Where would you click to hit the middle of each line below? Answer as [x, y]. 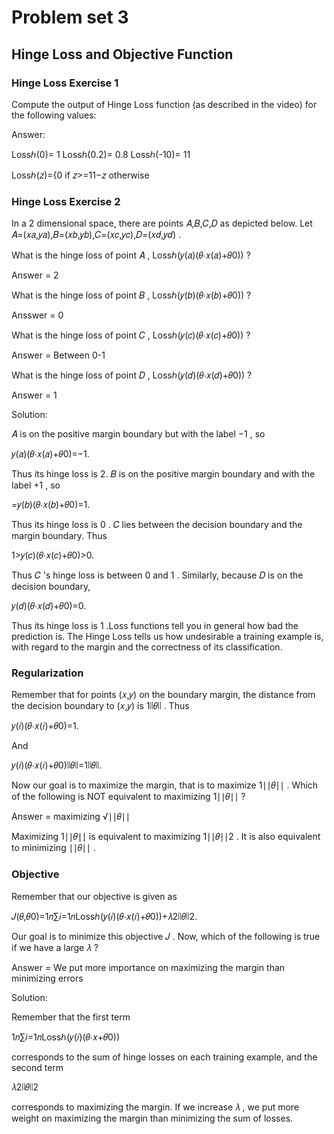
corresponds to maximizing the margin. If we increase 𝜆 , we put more [155, 1107]
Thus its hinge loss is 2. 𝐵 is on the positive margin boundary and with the [163, 474]
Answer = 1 [34, 395]
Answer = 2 [35, 275]
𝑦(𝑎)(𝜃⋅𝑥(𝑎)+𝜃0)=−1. [50, 454]
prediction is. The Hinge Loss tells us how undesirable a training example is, [167, 637]
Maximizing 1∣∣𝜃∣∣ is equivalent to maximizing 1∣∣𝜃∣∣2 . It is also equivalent [166, 837]
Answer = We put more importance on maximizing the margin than [148, 967]
